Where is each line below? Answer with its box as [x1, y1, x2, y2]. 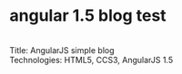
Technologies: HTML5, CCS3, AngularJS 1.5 [9, 54, 174, 65]
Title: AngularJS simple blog [9, 44, 116, 55]
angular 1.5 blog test [9, 5, 167, 26]
